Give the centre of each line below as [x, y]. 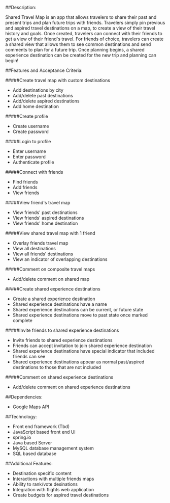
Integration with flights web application [53, 489]
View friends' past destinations [45, 213]
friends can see [29, 356]
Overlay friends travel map [40, 243]
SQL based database [35, 454]
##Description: [21, 7]
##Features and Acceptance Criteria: [44, 70]
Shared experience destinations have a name [60, 304]
